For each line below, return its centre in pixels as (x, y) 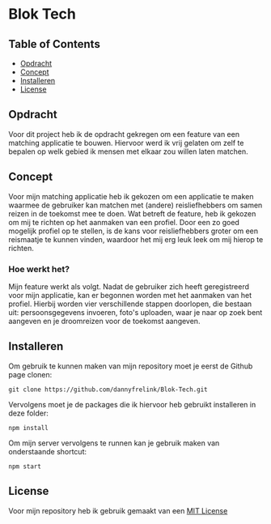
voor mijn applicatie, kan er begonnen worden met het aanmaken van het (130, 295)
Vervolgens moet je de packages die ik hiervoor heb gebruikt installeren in (132, 404)
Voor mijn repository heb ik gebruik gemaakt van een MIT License (118, 510)
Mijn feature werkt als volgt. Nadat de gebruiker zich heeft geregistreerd (129, 286)
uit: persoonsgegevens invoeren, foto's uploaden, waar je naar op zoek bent (135, 312)
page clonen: (30, 374)
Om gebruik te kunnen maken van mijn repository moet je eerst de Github (131, 366)
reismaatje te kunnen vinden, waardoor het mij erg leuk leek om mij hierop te (136, 239)
